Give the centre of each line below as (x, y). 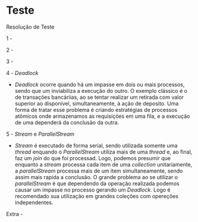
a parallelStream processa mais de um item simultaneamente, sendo (99, 171)
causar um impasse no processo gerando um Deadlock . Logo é (92, 190)
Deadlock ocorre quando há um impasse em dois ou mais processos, (100, 85)
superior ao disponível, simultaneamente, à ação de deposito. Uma (97, 103)
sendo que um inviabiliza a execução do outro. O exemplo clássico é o (101, 90)
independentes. (34, 202)
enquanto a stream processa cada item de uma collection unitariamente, (103, 164)
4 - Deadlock (22, 73)
